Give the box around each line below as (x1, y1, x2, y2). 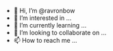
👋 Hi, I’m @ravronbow (13, 7, 75, 14)
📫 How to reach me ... (13, 37, 77, 44)
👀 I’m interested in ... (13, 14, 72, 22)
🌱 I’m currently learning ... (13, 21, 87, 29)
